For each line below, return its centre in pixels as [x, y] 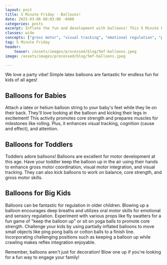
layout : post [19, 10]
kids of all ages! [21, 80]
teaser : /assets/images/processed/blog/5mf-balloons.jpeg [75, 51]
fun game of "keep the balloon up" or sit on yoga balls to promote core [78, 221]
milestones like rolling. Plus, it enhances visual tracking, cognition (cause [80, 124]
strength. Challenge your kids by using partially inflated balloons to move [80, 226]
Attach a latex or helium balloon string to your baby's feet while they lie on [81, 108]
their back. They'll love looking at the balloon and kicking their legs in [76, 113]
